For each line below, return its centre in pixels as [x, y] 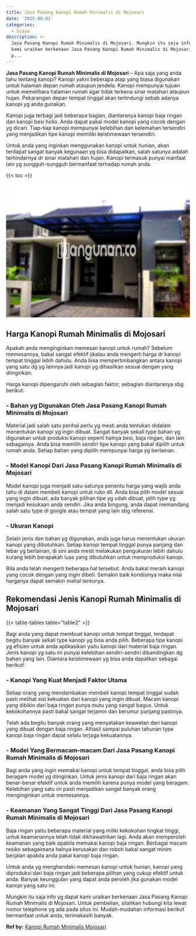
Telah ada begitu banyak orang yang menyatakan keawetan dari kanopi [92, 723]
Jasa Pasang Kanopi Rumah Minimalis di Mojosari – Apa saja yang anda [94, 73]
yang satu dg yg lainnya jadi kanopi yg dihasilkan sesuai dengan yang [90, 367]
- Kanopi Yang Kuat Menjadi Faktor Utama [66, 680]
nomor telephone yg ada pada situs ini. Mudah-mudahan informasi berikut [95, 909]
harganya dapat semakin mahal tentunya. [55, 581]
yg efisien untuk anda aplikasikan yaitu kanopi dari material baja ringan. [92, 646]
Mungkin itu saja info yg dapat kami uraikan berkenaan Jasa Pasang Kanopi [97, 897]
